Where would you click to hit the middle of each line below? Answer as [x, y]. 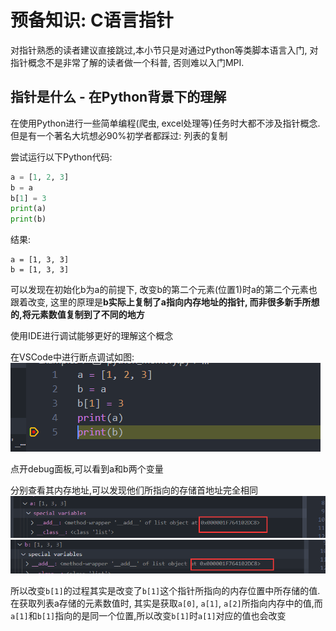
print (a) [28, 209]
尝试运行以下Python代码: [61, 157]
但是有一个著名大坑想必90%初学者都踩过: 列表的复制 [119, 135]
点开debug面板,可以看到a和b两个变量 [87, 469]
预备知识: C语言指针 [92, 20]
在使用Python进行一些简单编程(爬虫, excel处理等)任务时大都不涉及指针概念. [165, 123]
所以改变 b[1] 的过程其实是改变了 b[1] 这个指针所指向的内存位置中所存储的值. [165, 591]
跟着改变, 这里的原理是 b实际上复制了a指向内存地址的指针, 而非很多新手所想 [165, 302]
